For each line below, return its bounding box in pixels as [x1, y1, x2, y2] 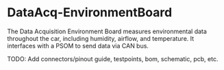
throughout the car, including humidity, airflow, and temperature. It [7, 34, 195, 42]
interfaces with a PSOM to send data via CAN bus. [7, 41, 149, 50]
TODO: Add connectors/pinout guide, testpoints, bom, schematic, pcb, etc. [7, 54, 219, 63]
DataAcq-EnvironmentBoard [7, 5, 173, 20]
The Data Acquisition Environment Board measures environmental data [7, 27, 208, 35]
